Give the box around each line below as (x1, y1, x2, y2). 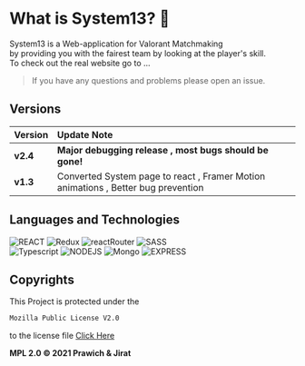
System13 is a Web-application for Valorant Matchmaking (9, 38, 224, 49)
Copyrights (9, 272, 74, 287)
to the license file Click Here (9, 331, 115, 341)
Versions (9, 102, 62, 117)
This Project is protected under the (9, 296, 140, 307)
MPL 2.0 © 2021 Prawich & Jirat (9, 348, 132, 359)
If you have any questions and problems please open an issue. (31, 74, 266, 85)
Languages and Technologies (9, 213, 180, 228)
